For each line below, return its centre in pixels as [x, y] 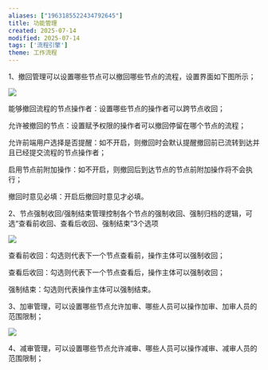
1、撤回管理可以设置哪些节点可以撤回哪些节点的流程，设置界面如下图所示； [132, 76]
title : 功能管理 [33, 23]
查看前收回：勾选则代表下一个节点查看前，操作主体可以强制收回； [116, 255]
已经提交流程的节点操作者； [60, 152]
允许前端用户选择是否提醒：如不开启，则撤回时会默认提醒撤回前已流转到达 [130, 142]
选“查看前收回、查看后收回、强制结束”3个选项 [83, 223]
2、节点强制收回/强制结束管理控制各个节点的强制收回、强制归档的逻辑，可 [130, 213]
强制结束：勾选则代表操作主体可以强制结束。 [82, 289]
